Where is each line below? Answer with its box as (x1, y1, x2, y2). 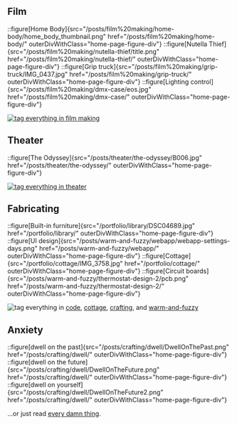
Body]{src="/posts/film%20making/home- (49, 24, 174, 33)
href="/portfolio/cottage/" (124, 259, 201, 268)
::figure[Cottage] (142, 252, 191, 260)
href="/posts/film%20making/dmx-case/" (7, 92, 130, 101)
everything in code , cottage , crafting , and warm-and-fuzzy (26, 303, 199, 312)
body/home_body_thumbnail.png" (7, 32, 107, 41)
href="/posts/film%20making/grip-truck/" (69, 70, 192, 78)
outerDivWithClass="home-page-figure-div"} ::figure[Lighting (7, 77, 189, 86)
